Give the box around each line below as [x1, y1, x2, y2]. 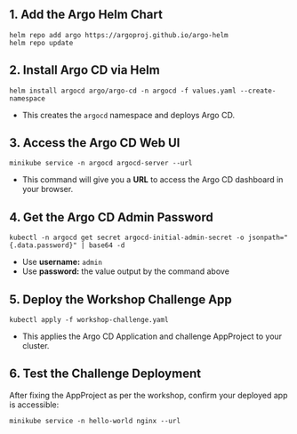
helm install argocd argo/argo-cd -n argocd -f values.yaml [9, 86, 237, 95]
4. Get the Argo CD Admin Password [9, 209, 213, 225]
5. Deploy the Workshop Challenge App [9, 292, 233, 307]
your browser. [21, 184, 74, 195]
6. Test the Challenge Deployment [9, 366, 202, 382]
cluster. [21, 341, 50, 351]
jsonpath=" [247, 233, 289, 243]
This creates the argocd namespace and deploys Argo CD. [21, 109, 236, 120]
